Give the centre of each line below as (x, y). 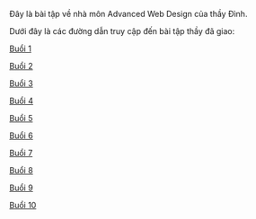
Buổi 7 (21, 153)
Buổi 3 (21, 83)
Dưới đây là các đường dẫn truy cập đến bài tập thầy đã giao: (122, 31)
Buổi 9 (21, 188)
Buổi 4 (22, 101)
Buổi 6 (21, 136)
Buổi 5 (21, 118)
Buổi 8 (21, 170)
